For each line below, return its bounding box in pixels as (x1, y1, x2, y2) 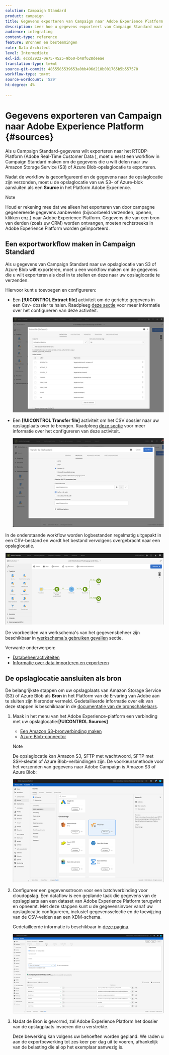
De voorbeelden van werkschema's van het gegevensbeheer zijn (5, 629, 140, 636)
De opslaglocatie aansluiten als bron (5, 674, 122, 682)
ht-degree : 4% (5, 82, 35, 87)
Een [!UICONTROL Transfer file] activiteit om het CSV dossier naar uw (12, 417, 159, 423)
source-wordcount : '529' (5, 77, 57, 82)
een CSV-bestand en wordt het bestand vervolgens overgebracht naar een (5, 537, 160, 543)
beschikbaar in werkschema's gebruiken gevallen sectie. (5, 635, 123, 641)
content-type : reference (5, 35, 57, 40)
